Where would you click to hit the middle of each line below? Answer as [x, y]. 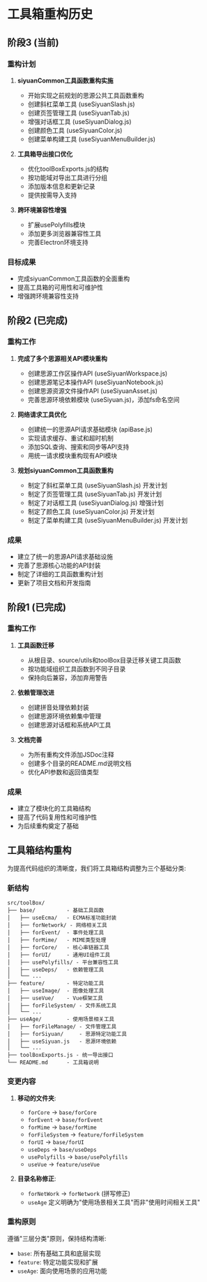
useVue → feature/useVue [64, 1164]
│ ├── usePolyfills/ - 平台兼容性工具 [63, 962]
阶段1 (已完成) [37, 607]
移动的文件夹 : [37, 1098]
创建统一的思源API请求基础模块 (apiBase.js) [90, 429]
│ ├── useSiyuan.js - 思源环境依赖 [62, 1042]
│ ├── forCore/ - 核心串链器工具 [58, 948]
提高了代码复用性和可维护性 [57, 817]
